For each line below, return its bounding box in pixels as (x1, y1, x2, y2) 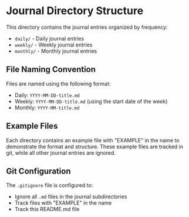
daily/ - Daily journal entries (14, 35, 85, 42)
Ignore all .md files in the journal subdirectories (14, 193, 127, 201)
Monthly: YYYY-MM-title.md (14, 104, 80, 111)
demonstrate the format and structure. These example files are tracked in (6, 143, 184, 150)
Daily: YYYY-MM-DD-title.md (14, 91, 80, 98)
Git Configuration (6, 166, 71, 176)
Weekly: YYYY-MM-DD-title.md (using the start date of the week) (14, 98, 168, 105)
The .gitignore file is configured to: (6, 182, 93, 189)
